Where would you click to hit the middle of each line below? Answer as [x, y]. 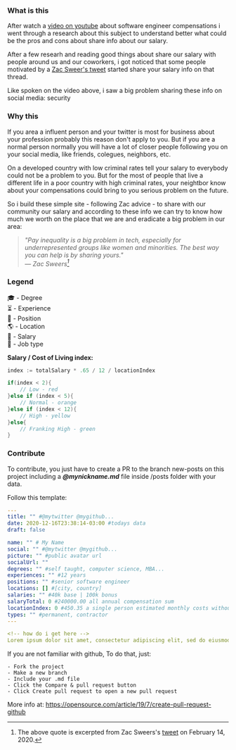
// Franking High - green [58, 429]
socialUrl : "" [28, 562]
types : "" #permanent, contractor [58, 615]
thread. [18, 77]
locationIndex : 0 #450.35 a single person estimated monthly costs [108, 608]
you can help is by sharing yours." [74, 255]
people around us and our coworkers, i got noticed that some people [106, 62]
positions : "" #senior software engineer [69, 582]
